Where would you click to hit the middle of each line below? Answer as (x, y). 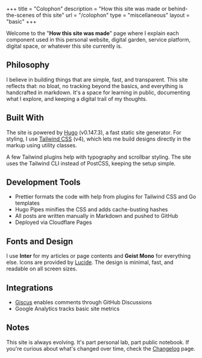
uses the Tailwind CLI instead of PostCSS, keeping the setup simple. (91, 163)
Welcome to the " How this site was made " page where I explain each (93, 33)
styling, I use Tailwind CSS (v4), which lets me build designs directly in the (99, 139)
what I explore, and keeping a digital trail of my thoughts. (77, 98)
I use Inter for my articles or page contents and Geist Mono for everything (99, 256)
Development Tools (43, 183)
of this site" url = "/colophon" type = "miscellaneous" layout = (113, 15)
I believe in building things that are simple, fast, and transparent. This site (97, 79)
